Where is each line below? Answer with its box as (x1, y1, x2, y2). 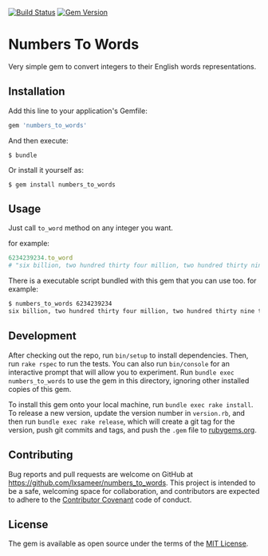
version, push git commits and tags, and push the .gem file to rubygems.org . (8, 425, 258, 434)
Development (8, 329, 77, 343)
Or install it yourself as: (8, 165, 84, 174)
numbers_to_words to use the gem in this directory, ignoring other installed (8, 375, 250, 386)
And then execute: (8, 135, 69, 145)
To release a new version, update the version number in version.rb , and (8, 408, 246, 417)
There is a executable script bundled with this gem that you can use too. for (8, 276, 257, 286)
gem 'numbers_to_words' (8, 121, 88, 129)
